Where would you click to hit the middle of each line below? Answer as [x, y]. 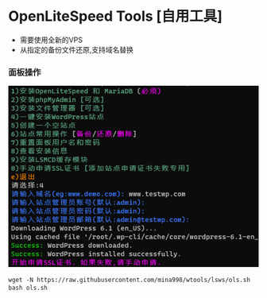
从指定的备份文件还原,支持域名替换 [76, 49]
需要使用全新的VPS [51, 40]
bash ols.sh [28, 288]
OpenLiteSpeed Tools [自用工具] [115, 16]
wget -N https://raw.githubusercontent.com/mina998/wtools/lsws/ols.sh [129, 280]
